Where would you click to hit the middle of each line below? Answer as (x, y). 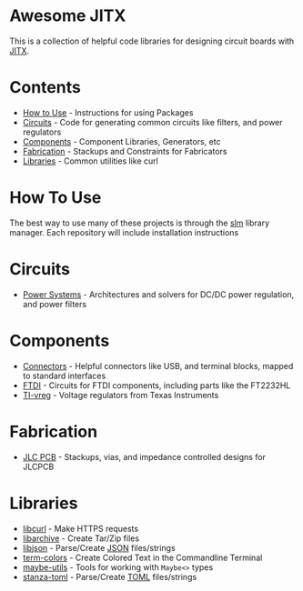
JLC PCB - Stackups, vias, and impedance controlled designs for (144, 456)
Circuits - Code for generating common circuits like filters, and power (153, 122)
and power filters (55, 304)
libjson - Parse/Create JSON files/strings (99, 547)
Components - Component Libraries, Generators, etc (121, 141)
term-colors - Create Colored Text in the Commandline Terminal (142, 557)
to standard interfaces (64, 376)
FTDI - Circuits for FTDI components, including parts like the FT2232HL (157, 385)
